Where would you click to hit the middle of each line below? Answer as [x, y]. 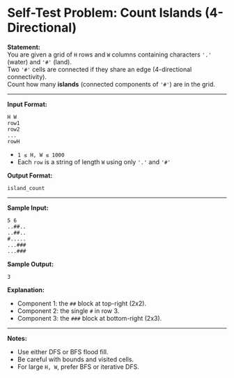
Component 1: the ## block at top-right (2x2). [82, 303]
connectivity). [27, 77]
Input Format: [27, 104]
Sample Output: [31, 264]
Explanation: [26, 290]
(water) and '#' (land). [39, 61]
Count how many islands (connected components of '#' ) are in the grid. [111, 84]
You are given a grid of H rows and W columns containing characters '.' [109, 54]
